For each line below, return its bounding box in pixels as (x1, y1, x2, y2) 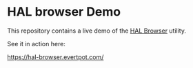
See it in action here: (7, 39, 65, 48)
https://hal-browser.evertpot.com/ (7, 52, 104, 61)
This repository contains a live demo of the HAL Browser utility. (7, 27, 187, 35)
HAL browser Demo (7, 4, 121, 20)
